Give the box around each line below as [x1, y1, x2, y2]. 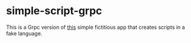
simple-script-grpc [6, 4, 102, 18]
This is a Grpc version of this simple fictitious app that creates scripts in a [6, 24, 185, 31]
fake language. [6, 29, 43, 37]
